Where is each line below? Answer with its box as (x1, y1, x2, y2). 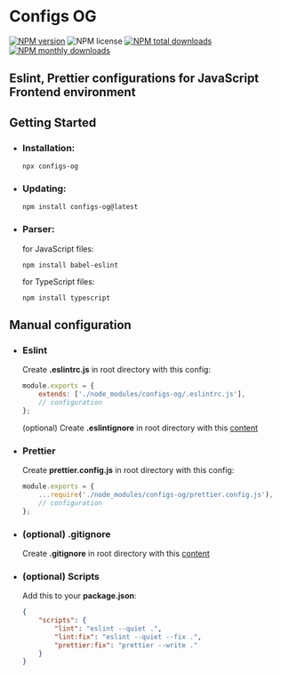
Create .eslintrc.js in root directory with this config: (21, 365, 212, 375)
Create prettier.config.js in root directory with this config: (21, 465, 235, 476)
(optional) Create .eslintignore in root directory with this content (21, 422, 259, 433)
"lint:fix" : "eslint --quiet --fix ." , (54, 632, 202, 641)
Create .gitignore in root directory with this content (21, 548, 211, 558)
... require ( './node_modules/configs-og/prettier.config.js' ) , (38, 490, 274, 499)
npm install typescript (21, 293, 111, 302)
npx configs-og (21, 162, 79, 171)
